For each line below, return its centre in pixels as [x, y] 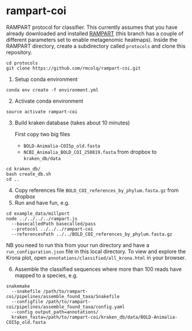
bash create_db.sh [29, 174]
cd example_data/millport [38, 214]
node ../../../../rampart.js [42, 219]
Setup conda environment [46, 79]
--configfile [27, 301]
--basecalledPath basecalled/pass [54, 224]
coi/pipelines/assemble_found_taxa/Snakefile [63, 296]
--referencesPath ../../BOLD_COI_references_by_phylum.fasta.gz [92, 234]
